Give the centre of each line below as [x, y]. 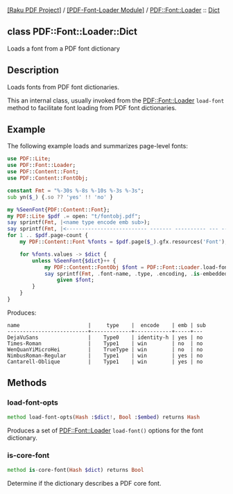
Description [33, 70]
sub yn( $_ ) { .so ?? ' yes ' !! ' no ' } [60, 197]
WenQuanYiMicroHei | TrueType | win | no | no [105, 349]
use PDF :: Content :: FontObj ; [48, 178]
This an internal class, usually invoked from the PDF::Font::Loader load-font [116, 100]
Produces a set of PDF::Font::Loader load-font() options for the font [105, 430]
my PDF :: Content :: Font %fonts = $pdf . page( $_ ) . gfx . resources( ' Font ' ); [124, 242]
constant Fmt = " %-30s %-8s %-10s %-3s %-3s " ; [76, 191]
